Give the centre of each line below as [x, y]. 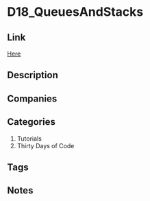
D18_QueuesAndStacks [75, 12]
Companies [32, 98]
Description [33, 75]
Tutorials [29, 139]
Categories [32, 122]
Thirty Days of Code [46, 145]
